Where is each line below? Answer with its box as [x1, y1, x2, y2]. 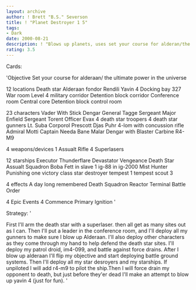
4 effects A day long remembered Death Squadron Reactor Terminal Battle [6, 180, 186, 187]
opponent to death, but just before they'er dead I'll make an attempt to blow [6, 271, 189, 278]
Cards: [6, 63, 22, 70]
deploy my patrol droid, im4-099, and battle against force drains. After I [6, 245, 179, 253]
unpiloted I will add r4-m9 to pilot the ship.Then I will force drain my [6, 264, 170, 271]
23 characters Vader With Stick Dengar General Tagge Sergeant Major [6, 109, 177, 116]
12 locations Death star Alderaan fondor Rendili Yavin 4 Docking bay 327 [6, 86, 181, 93]
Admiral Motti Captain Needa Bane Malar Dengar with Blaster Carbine [6, 128, 174, 135]
